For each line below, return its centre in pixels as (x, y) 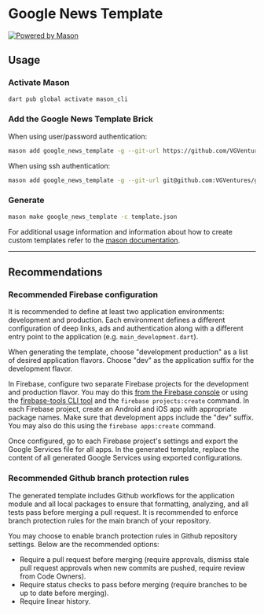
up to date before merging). (64, 593)
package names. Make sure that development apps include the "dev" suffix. (131, 417)
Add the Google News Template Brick (81, 119)
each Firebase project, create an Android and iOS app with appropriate (123, 409)
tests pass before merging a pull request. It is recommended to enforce (123, 512)
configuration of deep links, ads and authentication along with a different (126, 328)
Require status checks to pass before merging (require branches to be (133, 584)
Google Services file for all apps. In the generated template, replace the (124, 449)
